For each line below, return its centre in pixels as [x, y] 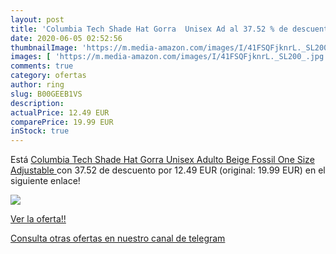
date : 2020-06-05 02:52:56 [66, 38]
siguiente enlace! [45, 181]
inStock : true [40, 131]
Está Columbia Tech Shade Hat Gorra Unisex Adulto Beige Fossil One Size [162, 160]
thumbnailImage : [44, 47]
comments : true [42, 66]
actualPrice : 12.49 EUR [60, 112]
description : [37, 103]
